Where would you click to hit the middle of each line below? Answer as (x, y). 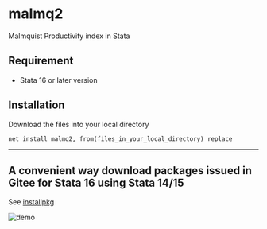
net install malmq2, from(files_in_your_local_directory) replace (120, 139)
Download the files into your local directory (79, 124)
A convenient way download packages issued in (130, 171)
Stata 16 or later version (58, 80)
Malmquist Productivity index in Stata (69, 36)
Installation (37, 105)
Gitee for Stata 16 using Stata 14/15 (96, 182)
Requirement (41, 61)
